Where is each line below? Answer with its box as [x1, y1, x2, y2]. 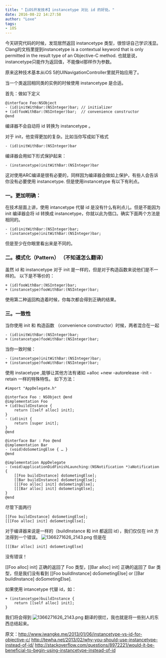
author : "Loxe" [5, 16, 37, 21]
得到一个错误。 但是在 [9, 534, 107, 540]
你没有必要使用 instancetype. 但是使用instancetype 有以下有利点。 [5, 178, 142, 184]
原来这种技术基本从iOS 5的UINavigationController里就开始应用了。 [5, 69, 142, 75]
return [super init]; [14, 421, 59, 426]
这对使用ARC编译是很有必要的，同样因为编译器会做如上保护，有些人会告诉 [5, 172, 159, 178]
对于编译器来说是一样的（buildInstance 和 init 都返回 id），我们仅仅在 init [5, 528, 154, 534]
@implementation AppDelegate [5, 460, 66, 465]
